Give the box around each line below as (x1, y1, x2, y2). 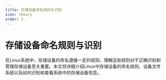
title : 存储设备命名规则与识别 (5, 7, 62, 12)
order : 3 (5, 16, 23, 21)
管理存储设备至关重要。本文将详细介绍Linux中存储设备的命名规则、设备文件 (5, 63, 161, 69)
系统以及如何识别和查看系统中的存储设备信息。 (5, 69, 101, 75)
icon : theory (5, 12, 32, 17)
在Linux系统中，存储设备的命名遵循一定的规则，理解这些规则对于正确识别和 (5, 57, 161, 63)
